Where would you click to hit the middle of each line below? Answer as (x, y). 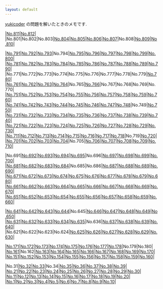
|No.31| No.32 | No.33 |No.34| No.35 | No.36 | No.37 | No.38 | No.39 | (66, 266)
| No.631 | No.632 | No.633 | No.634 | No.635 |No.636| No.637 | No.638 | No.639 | (78, 222)
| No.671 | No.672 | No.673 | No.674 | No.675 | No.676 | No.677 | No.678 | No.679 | (77, 176)
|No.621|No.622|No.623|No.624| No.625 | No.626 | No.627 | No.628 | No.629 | (78, 232)
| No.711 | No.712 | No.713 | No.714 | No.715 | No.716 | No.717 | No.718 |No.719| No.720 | (81, 136)
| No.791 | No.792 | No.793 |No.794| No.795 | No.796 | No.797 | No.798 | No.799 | (77, 53)
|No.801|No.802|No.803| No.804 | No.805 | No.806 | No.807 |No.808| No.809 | (78, 39)
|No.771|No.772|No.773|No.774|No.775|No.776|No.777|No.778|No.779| (76, 74)
